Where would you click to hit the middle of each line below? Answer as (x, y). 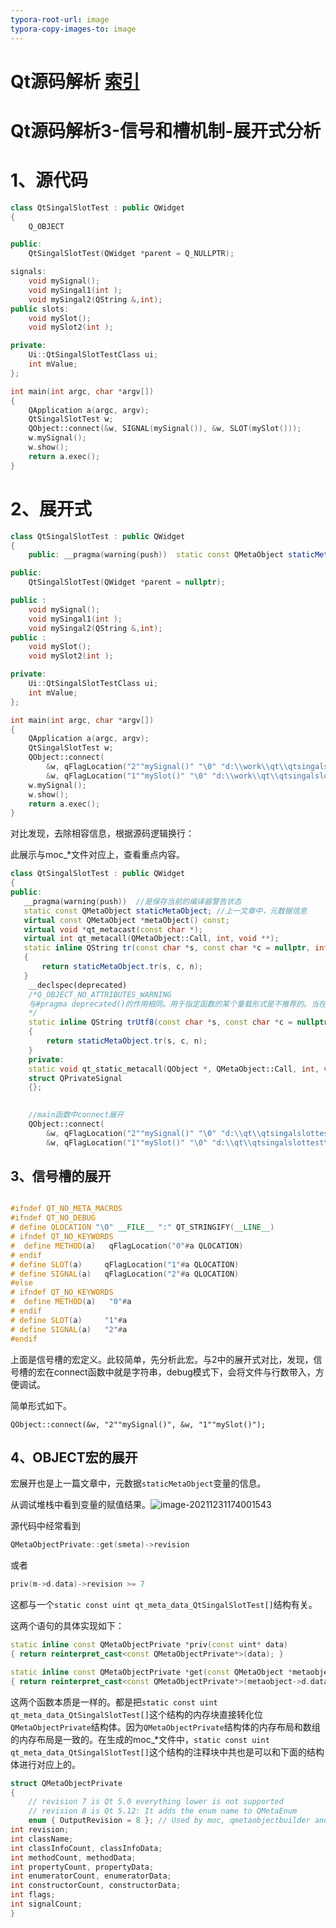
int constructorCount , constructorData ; (96, 1886)
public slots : (40, 309)
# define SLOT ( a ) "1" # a (69, 1320)
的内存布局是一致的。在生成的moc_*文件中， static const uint (140, 1739)
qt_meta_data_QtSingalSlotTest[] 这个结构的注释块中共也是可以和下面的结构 (167, 1752)
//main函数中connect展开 (76, 1115)
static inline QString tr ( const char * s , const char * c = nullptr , (167, 948)
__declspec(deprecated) (78, 985)
